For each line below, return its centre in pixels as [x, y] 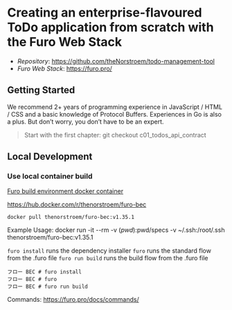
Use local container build [50, 176]
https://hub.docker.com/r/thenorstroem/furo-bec [77, 204]
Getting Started [41, 90]
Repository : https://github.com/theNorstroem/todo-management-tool [116, 61]
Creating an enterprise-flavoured [105, 13]
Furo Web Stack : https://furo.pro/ [65, 68]
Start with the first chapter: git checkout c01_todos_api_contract [115, 135]
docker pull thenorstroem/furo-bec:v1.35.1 [71, 217]
